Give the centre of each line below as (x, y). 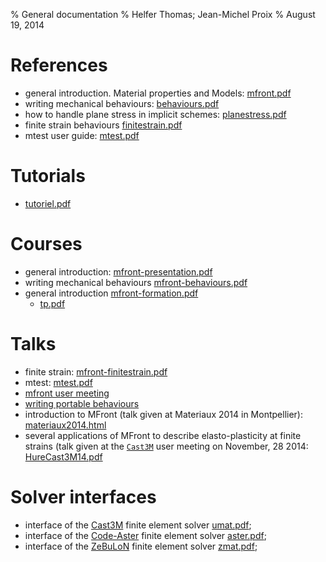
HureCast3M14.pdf (63, 456)
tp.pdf (52, 303)
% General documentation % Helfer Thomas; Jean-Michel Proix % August (163, 14)
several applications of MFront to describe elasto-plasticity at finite (163, 435)
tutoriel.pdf (48, 203)
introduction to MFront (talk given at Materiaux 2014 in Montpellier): (163, 414)
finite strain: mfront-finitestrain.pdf (96, 371)
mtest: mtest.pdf (58, 382)
